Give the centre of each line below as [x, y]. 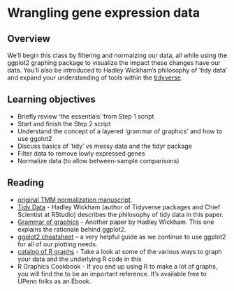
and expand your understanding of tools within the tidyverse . [95, 77]
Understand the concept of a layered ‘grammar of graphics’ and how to [120, 131]
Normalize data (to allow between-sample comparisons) [98, 161]
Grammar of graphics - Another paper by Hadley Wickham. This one [116, 222]
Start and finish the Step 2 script [64, 124]
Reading [25, 183]
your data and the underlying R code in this [79, 259]
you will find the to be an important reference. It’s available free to [112, 274]
